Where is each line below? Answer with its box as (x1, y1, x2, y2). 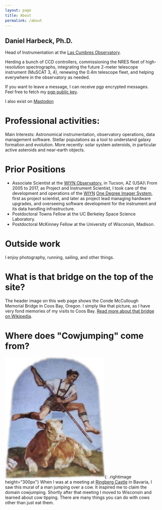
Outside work (5, 238, 61, 250)
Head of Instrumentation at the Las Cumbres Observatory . (5, 50, 121, 55)
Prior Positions (5, 164, 65, 175)
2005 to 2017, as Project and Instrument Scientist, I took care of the (12, 185, 147, 191)
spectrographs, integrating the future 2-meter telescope (26, 64, 138, 70)
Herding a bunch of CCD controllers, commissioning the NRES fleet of (5, 59, 145, 65)
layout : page (5, 8, 32, 13)
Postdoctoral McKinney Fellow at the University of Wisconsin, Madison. (12, 221, 155, 227)
